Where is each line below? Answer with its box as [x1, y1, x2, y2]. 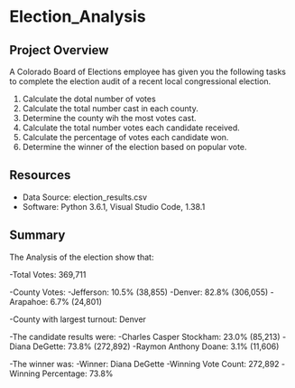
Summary [9, 228, 66, 243]
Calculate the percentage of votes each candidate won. [22, 132, 229, 142]
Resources [9, 167, 71, 183]
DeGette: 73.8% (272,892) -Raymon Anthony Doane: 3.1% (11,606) [32, 341, 280, 352]
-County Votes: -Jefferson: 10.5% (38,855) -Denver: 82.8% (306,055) [9, 287, 269, 298]
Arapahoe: [9, 296, 49, 307]
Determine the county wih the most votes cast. [22, 113, 197, 123]
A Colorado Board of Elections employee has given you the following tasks [9, 66, 287, 77]
